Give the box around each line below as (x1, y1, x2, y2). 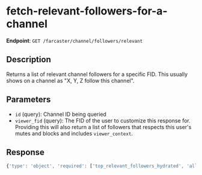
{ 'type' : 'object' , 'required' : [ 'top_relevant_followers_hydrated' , (6, 163, 185, 170)
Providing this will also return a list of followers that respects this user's (14, 123, 192, 130)
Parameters (6, 95, 51, 105)
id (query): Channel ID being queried (14, 110, 107, 118)
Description (6, 54, 51, 65)
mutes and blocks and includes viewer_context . (14, 130, 133, 137)
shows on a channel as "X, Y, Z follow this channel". (6, 77, 135, 84)
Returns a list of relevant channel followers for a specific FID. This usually (6, 71, 188, 78)
